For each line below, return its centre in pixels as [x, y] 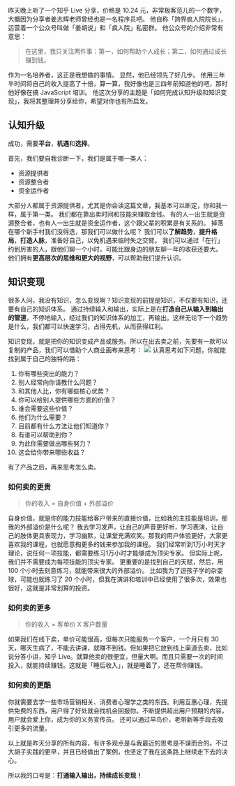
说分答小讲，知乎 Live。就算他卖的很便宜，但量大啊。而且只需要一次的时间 [115, 657]
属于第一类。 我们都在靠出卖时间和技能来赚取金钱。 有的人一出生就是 [119, 214]
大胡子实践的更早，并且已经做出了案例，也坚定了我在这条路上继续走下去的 [115, 751]
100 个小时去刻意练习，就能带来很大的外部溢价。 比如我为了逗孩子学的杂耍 [116, 570]
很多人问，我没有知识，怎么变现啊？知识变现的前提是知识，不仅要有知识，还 [118, 300]
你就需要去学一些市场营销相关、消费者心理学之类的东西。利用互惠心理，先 [115, 701]
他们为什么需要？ [43, 417]
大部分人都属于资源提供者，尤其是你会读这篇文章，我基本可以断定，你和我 [115, 205]
